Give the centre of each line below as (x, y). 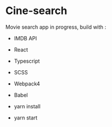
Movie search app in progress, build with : (56, 27)
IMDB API (25, 38)
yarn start (26, 118)
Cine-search (36, 11)
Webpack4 (27, 84)
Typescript (27, 61)
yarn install (27, 106)
